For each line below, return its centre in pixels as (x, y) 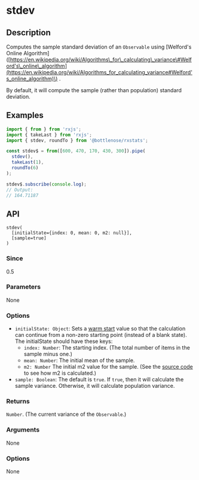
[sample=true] (29, 238)
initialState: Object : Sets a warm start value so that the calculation (100, 329)
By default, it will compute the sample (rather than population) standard (94, 90)
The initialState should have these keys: (64, 341)
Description (28, 33)
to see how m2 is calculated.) (60, 373)
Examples (25, 115)
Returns (18, 402)
